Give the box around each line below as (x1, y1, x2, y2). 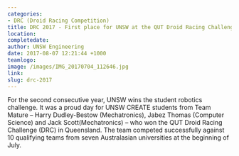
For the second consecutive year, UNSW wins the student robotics (7, 96, 203, 104)
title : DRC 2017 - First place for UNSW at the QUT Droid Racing (7, 23, 205, 30)
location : (7, 30, 37, 38)
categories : (7, 10, 43, 18)
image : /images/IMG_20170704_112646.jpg (7, 63, 129, 70)
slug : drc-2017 (7, 76, 53, 84)
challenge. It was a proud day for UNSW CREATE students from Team (7, 104, 211, 112)
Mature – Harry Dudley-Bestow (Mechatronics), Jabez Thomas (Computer (7, 111, 225, 119)
